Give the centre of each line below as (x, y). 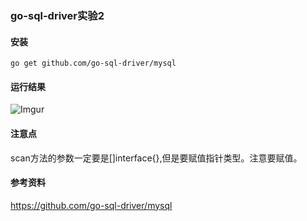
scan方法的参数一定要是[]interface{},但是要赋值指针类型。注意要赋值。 (156, 158)
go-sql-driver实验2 (57, 15)
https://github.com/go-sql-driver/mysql (91, 205)
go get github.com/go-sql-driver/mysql (93, 63)
